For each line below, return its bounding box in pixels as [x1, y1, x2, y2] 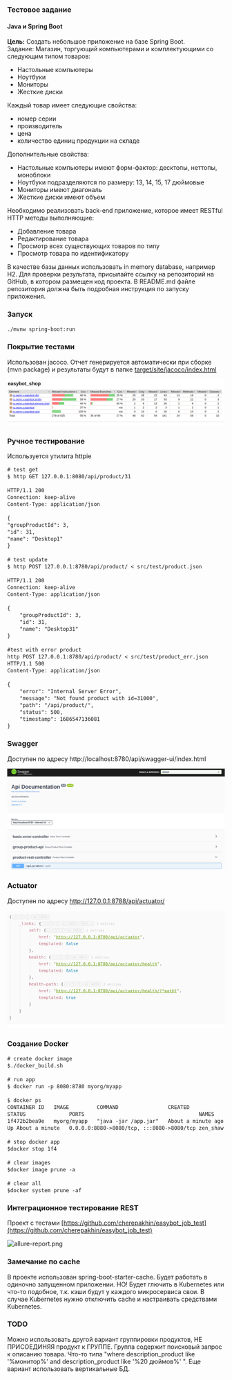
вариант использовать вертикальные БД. [7, 1364, 130, 1373]
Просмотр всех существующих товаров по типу [17, 242, 160, 250]
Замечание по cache [7, 1257, 81, 1266]
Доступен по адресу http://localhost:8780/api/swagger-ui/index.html [7, 754, 206, 763]
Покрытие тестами [7, 342, 75, 351]
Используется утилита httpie [7, 452, 92, 460]
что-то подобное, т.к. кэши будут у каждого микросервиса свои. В [7, 1287, 205, 1295]
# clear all [7, 1180, 41, 1187]
